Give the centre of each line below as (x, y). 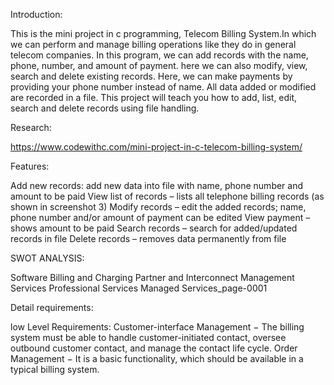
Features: (30, 166)
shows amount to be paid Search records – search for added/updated (154, 228)
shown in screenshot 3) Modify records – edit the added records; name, (158, 207)
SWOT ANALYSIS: (47, 258)
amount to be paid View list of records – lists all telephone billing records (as (167, 196)
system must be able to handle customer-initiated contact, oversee (148, 337)
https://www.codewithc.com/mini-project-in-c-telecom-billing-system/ (156, 147)
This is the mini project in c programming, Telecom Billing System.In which (163, 33)
